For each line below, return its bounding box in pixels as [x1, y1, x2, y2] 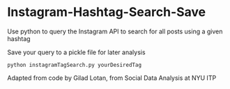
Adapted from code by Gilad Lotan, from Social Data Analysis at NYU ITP [7, 74, 217, 82]
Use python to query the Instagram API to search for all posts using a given [7, 27, 223, 35]
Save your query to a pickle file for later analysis [7, 48, 146, 56]
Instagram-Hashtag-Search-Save [7, 4, 206, 20]
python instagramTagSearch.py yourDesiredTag [7, 61, 141, 68]
